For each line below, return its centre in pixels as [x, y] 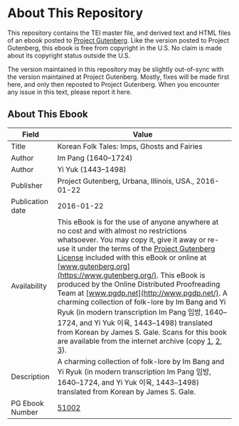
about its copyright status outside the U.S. [69, 55]
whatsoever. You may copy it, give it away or [132, 240]
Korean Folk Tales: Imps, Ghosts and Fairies [130, 146]
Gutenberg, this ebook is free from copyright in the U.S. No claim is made [115, 48]
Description [30, 376]
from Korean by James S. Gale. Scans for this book [142, 332]
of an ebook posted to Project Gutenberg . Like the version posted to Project [118, 40]
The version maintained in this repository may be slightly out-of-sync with [116, 69]
